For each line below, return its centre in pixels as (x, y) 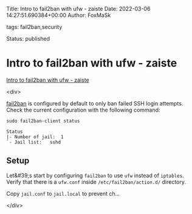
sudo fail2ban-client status (43, 121)
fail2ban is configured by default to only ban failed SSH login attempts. (95, 103)
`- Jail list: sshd (34, 142)
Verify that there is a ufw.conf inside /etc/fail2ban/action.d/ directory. (96, 182)
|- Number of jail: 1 (35, 137)
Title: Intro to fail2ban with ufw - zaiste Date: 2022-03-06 (78, 9)
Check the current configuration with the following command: (83, 110)
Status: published (28, 38)
